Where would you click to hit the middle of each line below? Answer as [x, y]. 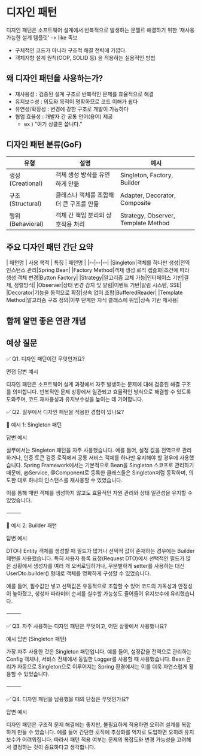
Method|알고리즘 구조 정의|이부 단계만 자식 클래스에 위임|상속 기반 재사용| [93, 300]
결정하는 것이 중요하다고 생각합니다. [54, 747]
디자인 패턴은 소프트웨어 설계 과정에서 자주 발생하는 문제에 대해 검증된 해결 [93, 384]
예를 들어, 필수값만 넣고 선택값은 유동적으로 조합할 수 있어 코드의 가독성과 [92, 586]
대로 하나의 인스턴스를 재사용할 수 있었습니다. [70, 480]
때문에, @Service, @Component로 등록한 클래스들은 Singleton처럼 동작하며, [97, 472]
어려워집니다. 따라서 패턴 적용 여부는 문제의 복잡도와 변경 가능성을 [98, 739]
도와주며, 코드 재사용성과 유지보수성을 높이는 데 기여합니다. [75, 399]
